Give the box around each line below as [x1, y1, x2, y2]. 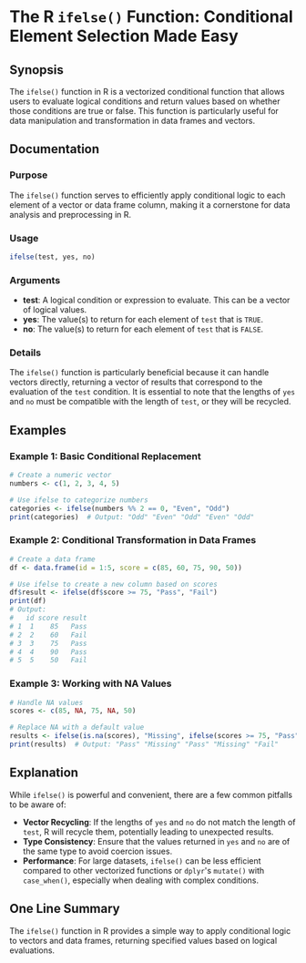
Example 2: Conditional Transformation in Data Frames [9, 534, 257, 547]
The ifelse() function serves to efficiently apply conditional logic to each [9, 190, 286, 200]
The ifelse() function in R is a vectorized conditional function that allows [9, 87, 285, 97]
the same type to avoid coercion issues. [22, 845, 173, 856]
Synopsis [9, 62, 64, 77]
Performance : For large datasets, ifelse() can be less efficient [22, 855, 261, 866]
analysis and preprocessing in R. [9, 209, 132, 220]
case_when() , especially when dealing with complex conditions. [22, 875, 260, 886]
